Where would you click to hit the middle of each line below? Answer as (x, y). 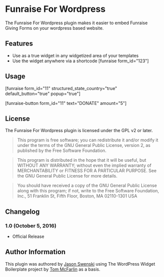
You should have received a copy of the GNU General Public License (87, 185)
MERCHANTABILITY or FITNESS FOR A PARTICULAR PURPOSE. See (87, 171)
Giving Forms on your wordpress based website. (54, 28)
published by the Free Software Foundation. (62, 151)
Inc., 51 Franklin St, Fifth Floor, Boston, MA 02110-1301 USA (77, 196)
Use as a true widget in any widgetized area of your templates (75, 55)
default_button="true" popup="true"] (43, 93)
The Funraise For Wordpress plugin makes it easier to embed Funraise (77, 23)
